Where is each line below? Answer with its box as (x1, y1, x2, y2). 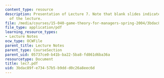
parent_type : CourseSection (5, 47, 62, 52)
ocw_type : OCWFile (5, 39, 42, 44)
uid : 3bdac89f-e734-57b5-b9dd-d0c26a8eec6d (5, 66, 95, 71)
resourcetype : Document (5, 57, 54, 62)
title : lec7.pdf (5, 61, 38, 66)
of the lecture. (9, 16, 42, 21)
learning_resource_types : (5, 30, 58, 34)
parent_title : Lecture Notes (5, 43, 64, 48)
